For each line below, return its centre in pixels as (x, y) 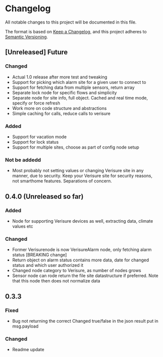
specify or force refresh (36, 103)
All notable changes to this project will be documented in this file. (71, 22)
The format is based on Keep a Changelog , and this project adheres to (76, 31)
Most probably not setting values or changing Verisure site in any (78, 171)
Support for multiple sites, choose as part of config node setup (76, 147)
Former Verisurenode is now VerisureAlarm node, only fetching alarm (82, 250)
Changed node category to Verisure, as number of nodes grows (77, 271)
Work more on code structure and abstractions (59, 108)
